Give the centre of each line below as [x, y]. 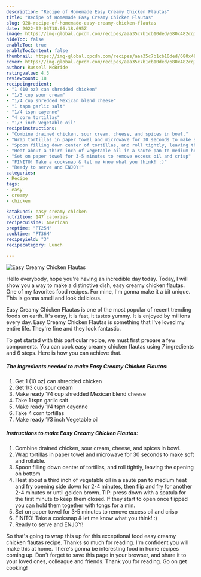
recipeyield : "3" [28, 239]
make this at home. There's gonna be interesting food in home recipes [93, 549]
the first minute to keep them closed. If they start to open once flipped [101, 499]
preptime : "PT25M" [29, 228]
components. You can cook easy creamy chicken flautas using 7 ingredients [100, 346]
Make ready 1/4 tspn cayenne [51, 407]
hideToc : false [25, 39]
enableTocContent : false [37, 51]
